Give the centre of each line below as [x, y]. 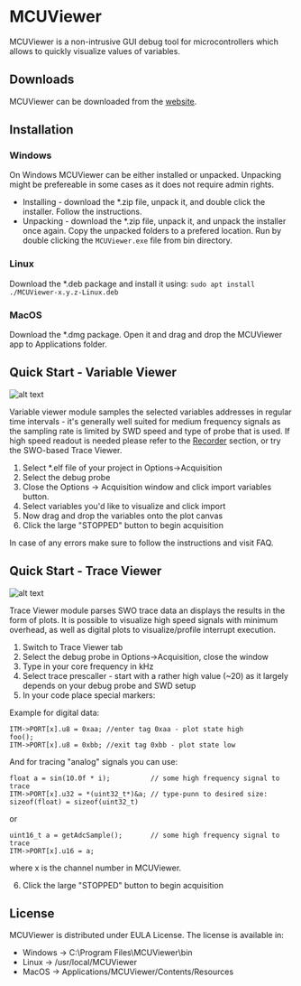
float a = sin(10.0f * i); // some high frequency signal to [145, 778]
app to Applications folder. [58, 344]
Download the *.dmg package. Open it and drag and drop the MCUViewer [146, 335]
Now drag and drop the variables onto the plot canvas [123, 516]
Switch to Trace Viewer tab [73, 646]
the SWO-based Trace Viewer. [66, 450]
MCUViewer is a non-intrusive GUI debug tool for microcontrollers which [144, 42]
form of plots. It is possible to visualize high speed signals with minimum [144, 619]
